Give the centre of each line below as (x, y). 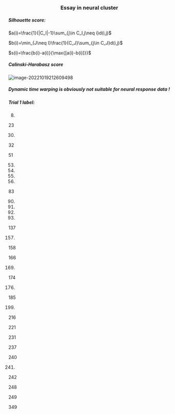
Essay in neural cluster (89, 8)
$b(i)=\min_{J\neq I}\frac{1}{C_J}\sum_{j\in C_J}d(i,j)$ (65, 43)
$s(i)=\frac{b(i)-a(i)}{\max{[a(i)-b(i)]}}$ (50, 52)
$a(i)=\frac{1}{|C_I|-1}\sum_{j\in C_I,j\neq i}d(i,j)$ (60, 33)
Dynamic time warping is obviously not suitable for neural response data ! (89, 89)
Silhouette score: (27, 20)
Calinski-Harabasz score (36, 65)
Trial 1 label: (22, 102)
